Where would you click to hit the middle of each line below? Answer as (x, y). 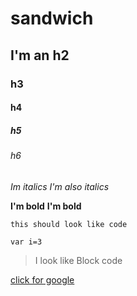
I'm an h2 (40, 55)
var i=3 (26, 242)
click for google (42, 279)
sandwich (52, 18)
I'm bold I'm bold (46, 206)
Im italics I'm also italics (60, 186)
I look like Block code (78, 260)
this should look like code (69, 224)
